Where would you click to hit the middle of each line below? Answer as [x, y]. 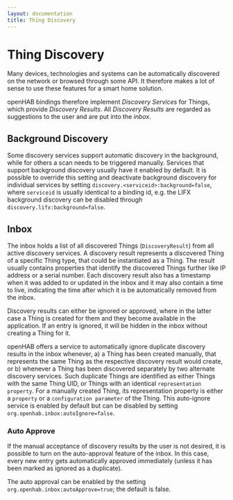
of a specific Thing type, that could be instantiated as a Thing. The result [111, 261]
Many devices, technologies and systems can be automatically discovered [113, 74]
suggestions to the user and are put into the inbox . [79, 117]
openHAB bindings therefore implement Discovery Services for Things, [109, 102]
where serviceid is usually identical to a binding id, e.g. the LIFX [99, 193]
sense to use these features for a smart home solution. [85, 88]
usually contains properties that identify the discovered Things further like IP [116, 268]
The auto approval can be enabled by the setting [77, 482]
